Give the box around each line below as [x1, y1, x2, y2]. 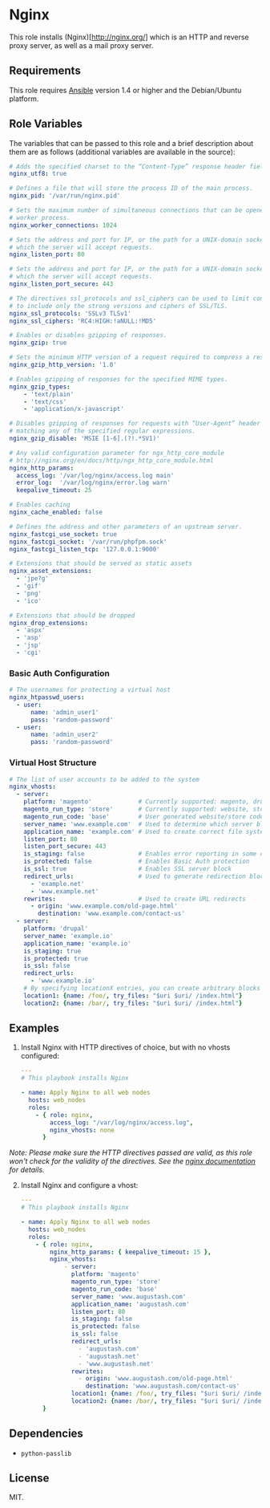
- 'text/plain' [23, 390, 75, 398]
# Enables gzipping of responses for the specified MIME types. [9, 375, 228, 383]
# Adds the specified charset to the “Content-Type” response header [9, 162, 247, 170]
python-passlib [20, 1449, 72, 1457]
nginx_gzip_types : [9, 383, 71, 391]
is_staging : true [23, 947, 82, 955]
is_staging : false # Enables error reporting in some [23, 850, 257, 858]
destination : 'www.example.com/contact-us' [38, 909, 185, 918]
